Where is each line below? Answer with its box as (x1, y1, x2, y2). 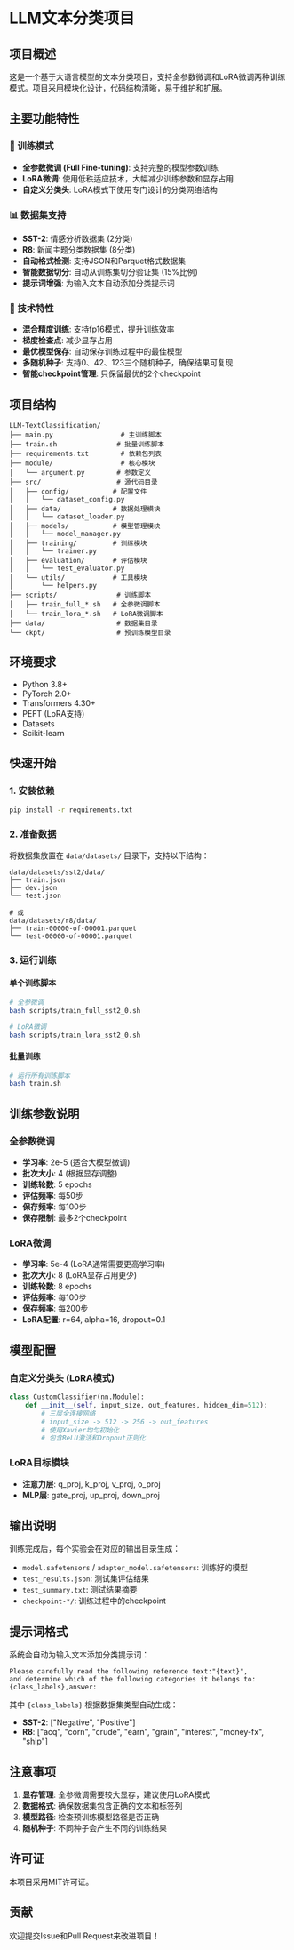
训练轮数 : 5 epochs (21, 1179, 92, 1190)
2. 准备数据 (9, 828, 57, 840)
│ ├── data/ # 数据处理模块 (9, 504, 161, 514)
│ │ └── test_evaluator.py (9, 564, 125, 574)
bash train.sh (9, 1079, 62, 1088)
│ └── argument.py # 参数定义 (9, 469, 152, 477)
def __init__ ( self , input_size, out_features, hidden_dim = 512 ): (25, 1400, 268, 1409)
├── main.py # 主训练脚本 (9, 430, 163, 440)
